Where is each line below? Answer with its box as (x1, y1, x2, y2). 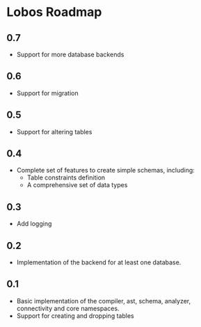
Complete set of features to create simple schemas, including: (16, 166, 195, 175)
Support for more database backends (16, 50, 124, 58)
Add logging (16, 220, 52, 228)
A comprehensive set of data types (26, 181, 128, 189)
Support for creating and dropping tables (16, 311, 134, 320)
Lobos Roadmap (6, 4, 102, 20)
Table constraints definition (26, 173, 106, 182)
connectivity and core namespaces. (16, 304, 120, 312)
